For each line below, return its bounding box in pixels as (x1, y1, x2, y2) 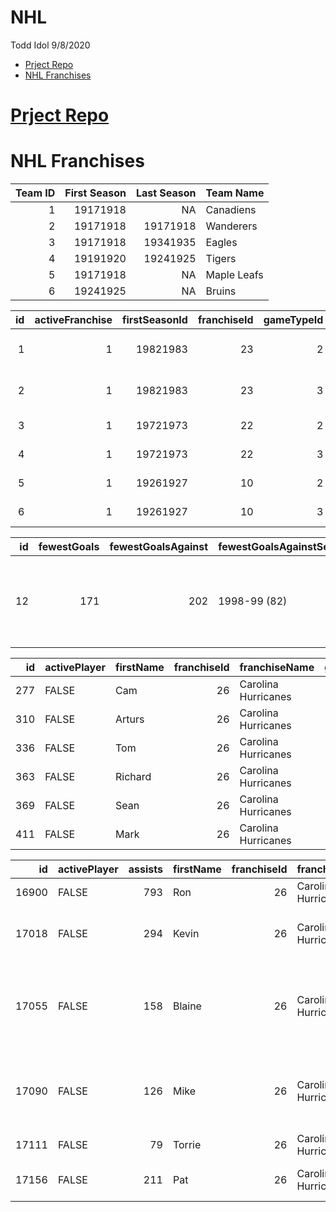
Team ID (15, 186, 56, 200)
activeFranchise (34, 313, 113, 327)
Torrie (172, 1138, 202, 1152)
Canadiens (205, 203, 257, 217)
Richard (114, 770, 152, 784)
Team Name (205, 186, 265, 200)
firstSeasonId (121, 313, 188, 327)
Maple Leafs (205, 268, 264, 282)
